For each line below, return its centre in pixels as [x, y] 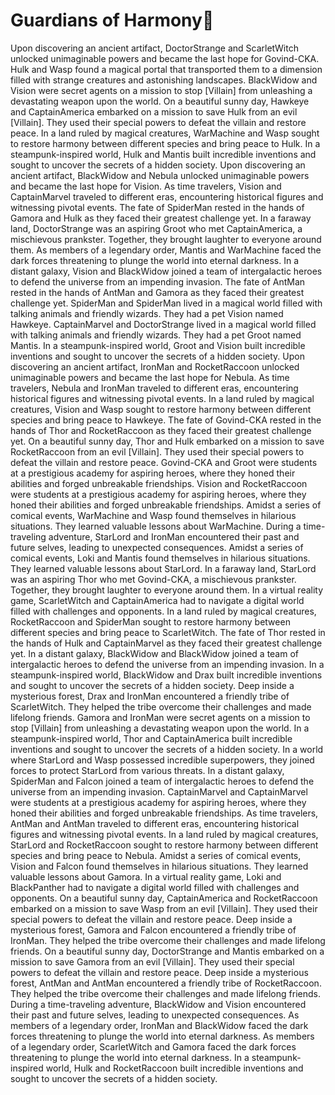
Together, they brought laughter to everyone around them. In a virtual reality [167, 590]
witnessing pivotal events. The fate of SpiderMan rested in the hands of [157, 207]
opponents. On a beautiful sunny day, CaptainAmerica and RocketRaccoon [164, 898]
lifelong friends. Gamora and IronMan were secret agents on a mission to [160, 717]
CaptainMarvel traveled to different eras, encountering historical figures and [167, 196]
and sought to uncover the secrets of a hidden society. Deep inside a [152, 685]
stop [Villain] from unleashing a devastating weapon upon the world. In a [160, 728]
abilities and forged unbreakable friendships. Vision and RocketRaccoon [159, 483]
